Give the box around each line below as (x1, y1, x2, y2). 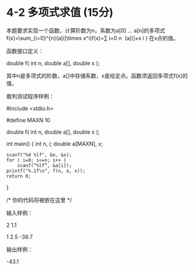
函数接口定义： (6, 47, 44, 55)
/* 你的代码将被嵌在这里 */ (6, 196, 72, 204)
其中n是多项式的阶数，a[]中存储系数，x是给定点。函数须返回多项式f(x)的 (6, 72, 189, 79)
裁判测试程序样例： (6, 92, 55, 100)
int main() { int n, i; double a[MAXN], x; (6, 140, 103, 147)
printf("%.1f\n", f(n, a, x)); (6, 168, 86, 174)
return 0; (6, 173, 32, 179)
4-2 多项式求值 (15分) (6, 5, 114, 19)
